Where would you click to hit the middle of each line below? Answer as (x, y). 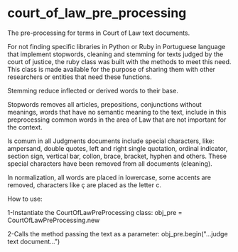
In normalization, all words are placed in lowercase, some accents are (109, 177)
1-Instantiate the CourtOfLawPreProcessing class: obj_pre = (95, 212)
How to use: (25, 199)
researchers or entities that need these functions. (80, 77)
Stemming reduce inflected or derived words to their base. (93, 90)
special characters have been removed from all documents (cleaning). (110, 163)
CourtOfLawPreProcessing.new (54, 220)
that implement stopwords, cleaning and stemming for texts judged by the (115, 54)
